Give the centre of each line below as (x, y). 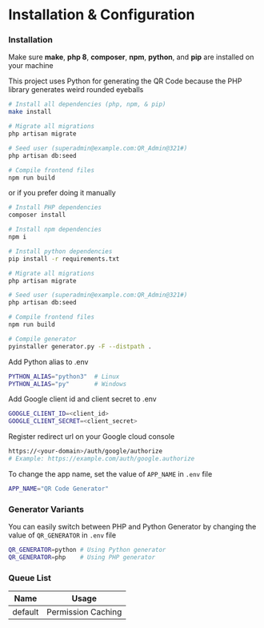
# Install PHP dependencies (55, 207)
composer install (37, 215)
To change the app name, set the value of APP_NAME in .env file (110, 473)
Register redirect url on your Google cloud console (92, 437)
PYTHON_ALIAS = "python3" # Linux (64, 376)
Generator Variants (46, 509)
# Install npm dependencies (55, 230)
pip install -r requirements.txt (64, 259)
